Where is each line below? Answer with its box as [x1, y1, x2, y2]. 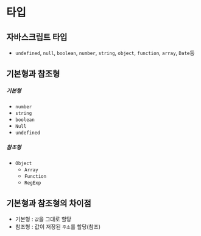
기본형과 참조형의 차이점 [6, 198, 91, 208]
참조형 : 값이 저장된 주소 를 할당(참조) [15, 223, 101, 230]
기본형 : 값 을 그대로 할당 [15, 215, 72, 223]
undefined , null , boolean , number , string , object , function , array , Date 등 [15, 50, 195, 56]
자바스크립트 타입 [6, 32, 68, 42]
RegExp [24, 180, 41, 186]
